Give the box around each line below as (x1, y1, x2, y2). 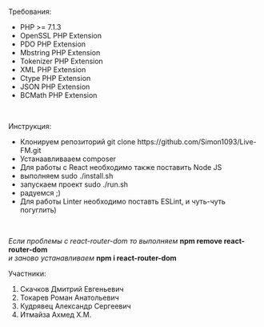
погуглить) (19, 205, 58, 215)
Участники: (8, 268, 46, 278)
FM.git (19, 146, 42, 155)
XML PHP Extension (19, 65, 86, 75)
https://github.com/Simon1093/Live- (137, 137, 257, 147)
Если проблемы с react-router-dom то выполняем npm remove (8, 236, 222, 245)
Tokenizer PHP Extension (19, 56, 104, 66)
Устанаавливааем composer (19, 154, 117, 163)
